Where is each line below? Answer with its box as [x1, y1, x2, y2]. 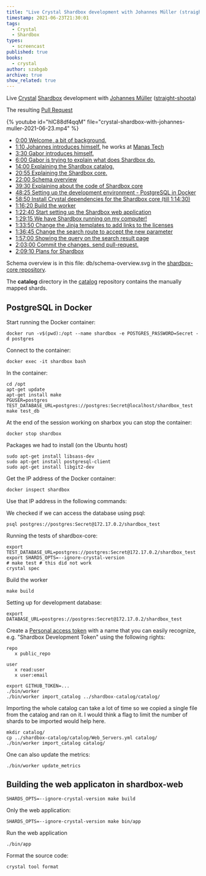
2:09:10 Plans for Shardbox [15, 248, 84, 255]
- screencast [12, 44, 45, 50]
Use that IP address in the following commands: [6, 497, 128, 504]
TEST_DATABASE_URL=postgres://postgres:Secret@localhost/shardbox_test [6, 402, 193, 409]
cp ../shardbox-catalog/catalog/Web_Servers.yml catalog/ [6, 735, 158, 741]
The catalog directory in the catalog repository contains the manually [6, 278, 182, 286]
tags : [6, 20, 20, 26]
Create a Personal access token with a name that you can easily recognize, [6, 627, 196, 634]
